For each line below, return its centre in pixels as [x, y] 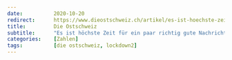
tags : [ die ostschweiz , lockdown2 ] [72, 46]
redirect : [21, 20]
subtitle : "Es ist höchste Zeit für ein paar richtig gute [101, 33]
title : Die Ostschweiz [52, 26]
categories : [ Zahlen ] [43, 39]
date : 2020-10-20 [46, 13]
